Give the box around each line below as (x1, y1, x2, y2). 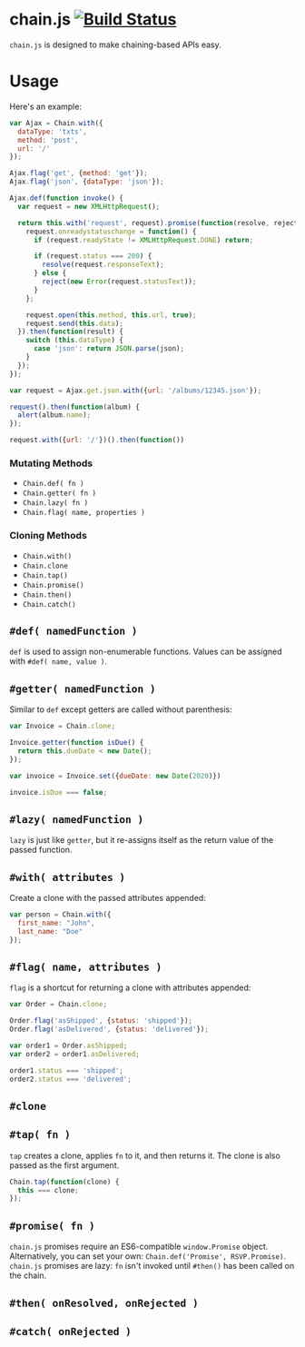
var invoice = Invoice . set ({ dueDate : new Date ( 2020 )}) (9, 771, 221, 780)
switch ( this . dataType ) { (25, 336, 124, 345)
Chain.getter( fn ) (22, 489, 97, 499)
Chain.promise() (22, 580, 84, 589)
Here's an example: (9, 101, 82, 112)
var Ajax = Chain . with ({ (9, 118, 103, 127)
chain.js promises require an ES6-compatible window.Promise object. (9, 1241, 269, 1253)
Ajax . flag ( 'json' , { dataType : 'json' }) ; (9, 177, 165, 186)
